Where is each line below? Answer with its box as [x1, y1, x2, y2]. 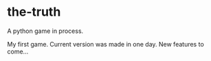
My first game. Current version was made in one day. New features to [7, 40, 204, 48]
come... [7, 47, 29, 56]
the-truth [7, 4, 61, 20]
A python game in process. [7, 27, 84, 35]
